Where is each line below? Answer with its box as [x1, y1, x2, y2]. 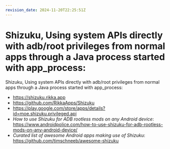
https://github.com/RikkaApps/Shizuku [12, 100, 95, 106]
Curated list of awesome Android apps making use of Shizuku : [12, 132, 145, 138]
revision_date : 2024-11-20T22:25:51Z [5, 7, 86, 13]
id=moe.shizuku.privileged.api [12, 110, 77, 116]
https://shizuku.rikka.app [12, 94, 66, 100]
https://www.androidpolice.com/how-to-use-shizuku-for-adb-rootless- [12, 121, 163, 128]
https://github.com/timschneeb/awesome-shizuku [12, 137, 119, 143]
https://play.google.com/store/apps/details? [12, 105, 105, 111]
